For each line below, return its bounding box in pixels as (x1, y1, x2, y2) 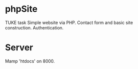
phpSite (5, 3, 38, 15)
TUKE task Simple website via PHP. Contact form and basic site (5, 20, 133, 25)
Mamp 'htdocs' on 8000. (5, 58, 55, 64)
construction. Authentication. (5, 24, 64, 30)
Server (5, 42, 33, 53)
